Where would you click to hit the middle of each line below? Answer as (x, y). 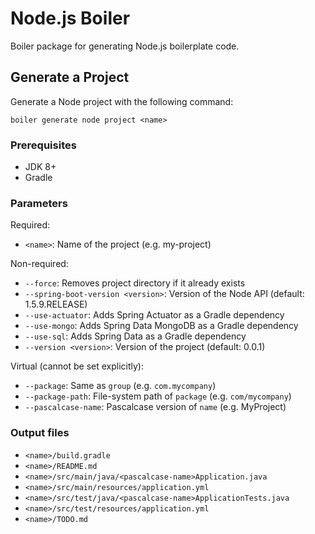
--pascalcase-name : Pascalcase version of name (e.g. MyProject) (155, 407)
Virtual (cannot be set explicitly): (77, 366)
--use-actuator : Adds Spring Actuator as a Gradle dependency (154, 315)
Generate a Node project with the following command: (122, 101)
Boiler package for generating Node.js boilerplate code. (125, 46)
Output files (40, 433)
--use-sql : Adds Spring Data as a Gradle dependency (135, 336)
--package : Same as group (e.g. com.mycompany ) (120, 386)
